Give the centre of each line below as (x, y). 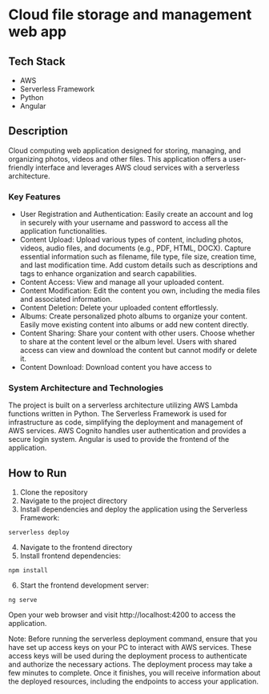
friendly (21, 167)
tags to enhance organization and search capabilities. (108, 274)
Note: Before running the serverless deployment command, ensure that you (133, 639)
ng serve (23, 600)
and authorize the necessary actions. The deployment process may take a (130, 664)
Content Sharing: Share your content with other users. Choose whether (137, 333)
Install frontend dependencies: (70, 556)
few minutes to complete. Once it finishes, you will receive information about (134, 673)
